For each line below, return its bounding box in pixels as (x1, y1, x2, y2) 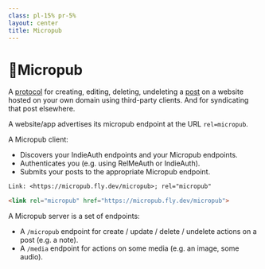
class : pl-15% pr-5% (8, 11, 77, 20)
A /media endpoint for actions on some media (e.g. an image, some (19, 244, 240, 253)
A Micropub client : (8, 134, 69, 144)
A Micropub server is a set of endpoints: (8, 212, 141, 221)
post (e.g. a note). (19, 236, 79, 245)
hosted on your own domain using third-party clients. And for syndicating (8, 96, 249, 105)
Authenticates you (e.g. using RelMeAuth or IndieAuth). (19, 158, 201, 168)
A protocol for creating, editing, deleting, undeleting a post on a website (8, 87, 244, 96)
